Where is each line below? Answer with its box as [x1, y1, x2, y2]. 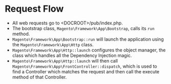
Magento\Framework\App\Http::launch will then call [12, 58, 118, 64]
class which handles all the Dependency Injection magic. [12, 52, 132, 59]
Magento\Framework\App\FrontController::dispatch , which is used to [12, 63, 157, 69]
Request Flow [5, 3, 64, 15]
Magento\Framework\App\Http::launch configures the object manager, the [12, 47, 166, 53]
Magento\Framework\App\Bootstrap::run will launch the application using [12, 36, 164, 42]
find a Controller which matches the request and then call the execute [12, 68, 160, 74]
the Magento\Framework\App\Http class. [12, 41, 94, 47]
